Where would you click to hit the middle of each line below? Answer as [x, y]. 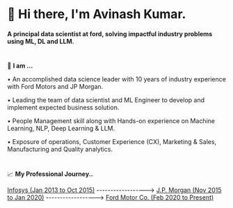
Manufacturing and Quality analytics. [60, 149]
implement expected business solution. [63, 107]
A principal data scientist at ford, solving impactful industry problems [110, 33]
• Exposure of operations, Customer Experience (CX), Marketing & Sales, [112, 141]
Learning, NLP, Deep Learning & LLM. [61, 128]
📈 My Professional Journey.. [50, 174]
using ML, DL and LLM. [41, 41]
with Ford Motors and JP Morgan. [55, 86]
